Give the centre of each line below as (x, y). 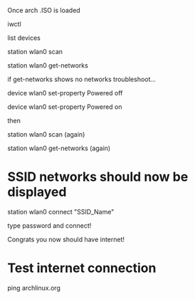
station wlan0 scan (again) (46, 134)
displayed (37, 192)
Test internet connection (82, 268)
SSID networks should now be (98, 177)
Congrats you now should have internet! (66, 239)
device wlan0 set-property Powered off (65, 93)
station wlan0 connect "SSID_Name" (61, 211)
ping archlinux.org (34, 288)
